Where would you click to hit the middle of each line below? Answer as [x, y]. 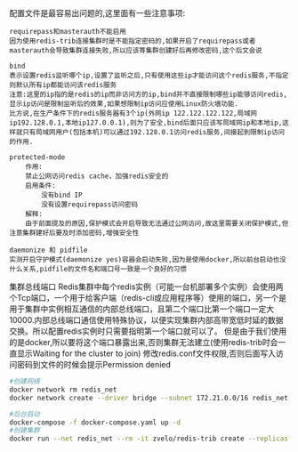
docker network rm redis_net [63, 390]
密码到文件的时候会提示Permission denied [94, 364]
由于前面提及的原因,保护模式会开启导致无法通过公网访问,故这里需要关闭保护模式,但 [157, 223]
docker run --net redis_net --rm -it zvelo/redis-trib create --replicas [149, 439]
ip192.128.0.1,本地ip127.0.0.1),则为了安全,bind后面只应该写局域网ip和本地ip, [146, 123]
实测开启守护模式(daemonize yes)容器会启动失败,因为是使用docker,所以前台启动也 [145, 260]
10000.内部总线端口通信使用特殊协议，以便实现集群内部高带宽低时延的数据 [146, 320]
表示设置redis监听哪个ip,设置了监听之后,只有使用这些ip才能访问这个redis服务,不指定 [149, 76]
